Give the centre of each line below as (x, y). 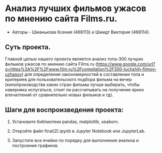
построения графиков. (35, 145)
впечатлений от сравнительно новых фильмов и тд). (59, 95)
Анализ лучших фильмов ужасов (76, 8)
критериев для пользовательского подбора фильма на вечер (68, 79)
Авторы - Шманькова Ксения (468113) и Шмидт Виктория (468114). (81, 32)
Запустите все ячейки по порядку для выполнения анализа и (75, 140)
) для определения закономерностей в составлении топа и (83, 74)
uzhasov (14, 74)
